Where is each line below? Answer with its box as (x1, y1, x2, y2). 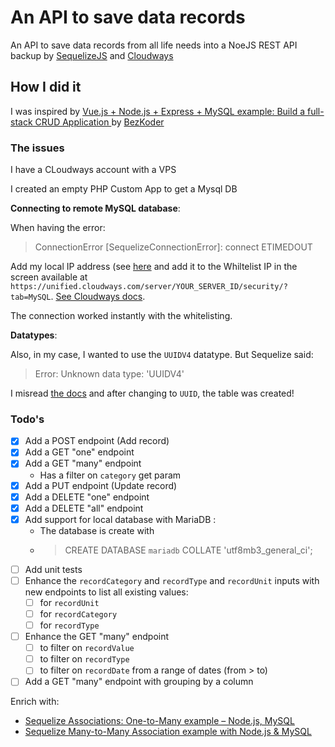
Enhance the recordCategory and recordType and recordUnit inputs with (24, 574, 320, 586)
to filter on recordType (39, 653, 130, 665)
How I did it (10, 79, 82, 96)
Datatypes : (10, 329, 58, 341)
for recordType (39, 619, 100, 631)
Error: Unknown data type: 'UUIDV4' (34, 368, 185, 380)
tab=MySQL (10, 292, 52, 303)
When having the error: (10, 222, 106, 234)
